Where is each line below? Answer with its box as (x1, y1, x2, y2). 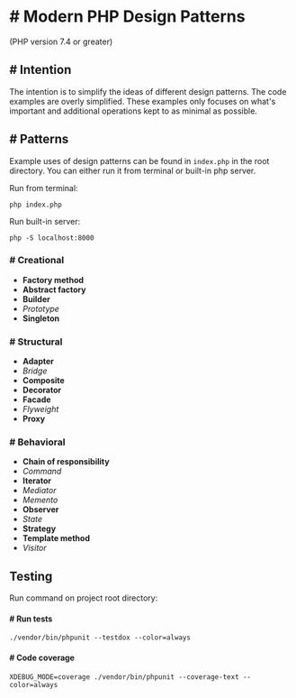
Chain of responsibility (22, 456, 110, 467)
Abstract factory (22, 284, 86, 295)
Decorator (22, 385, 61, 396)
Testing (9, 568, 53, 583)
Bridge (22, 365, 48, 376)
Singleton (22, 313, 60, 324)
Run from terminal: (9, 182, 78, 193)
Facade (22, 394, 51, 405)
